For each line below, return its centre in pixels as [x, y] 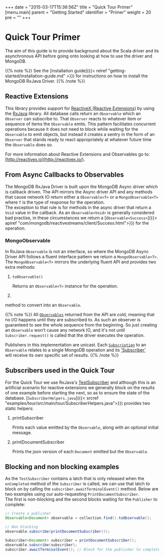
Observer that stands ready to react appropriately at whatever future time [78, 139]
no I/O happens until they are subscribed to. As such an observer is [73, 320]
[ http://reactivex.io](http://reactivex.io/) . [45, 159]
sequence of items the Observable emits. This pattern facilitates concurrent [81, 124]
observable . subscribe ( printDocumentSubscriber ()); [58, 532]
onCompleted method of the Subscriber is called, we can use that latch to [78, 484]
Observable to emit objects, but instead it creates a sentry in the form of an [80, 134]
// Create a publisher [28, 513]
